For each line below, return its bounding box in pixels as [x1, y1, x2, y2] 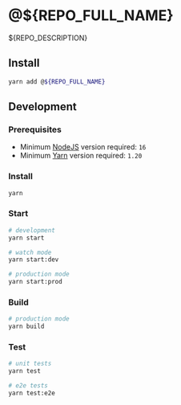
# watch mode [8, 248, 52, 256]
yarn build [8, 322, 45, 331]
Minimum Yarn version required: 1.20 [19, 151, 143, 161]
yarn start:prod [8, 278, 62, 286]
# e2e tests [8, 382, 48, 390]
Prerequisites [8, 124, 62, 135]
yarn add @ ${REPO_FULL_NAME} [8, 77, 106, 86]
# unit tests [8, 360, 52, 368]
